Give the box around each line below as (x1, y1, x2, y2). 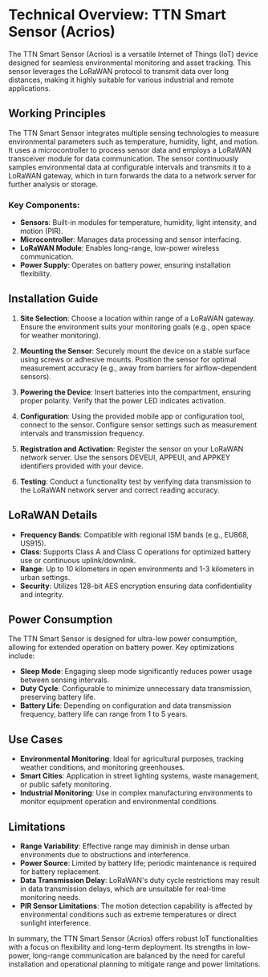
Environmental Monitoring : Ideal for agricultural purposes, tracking (19, 754, 245, 764)
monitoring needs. (19, 893, 81, 902)
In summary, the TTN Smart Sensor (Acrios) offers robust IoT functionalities (8, 934, 258, 943)
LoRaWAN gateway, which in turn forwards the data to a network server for (8, 170, 257, 180)
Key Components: (8, 199, 80, 211)
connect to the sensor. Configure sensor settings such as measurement (19, 419, 258, 429)
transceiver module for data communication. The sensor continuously (8, 153, 239, 163)
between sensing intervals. (19, 675, 110, 685)
